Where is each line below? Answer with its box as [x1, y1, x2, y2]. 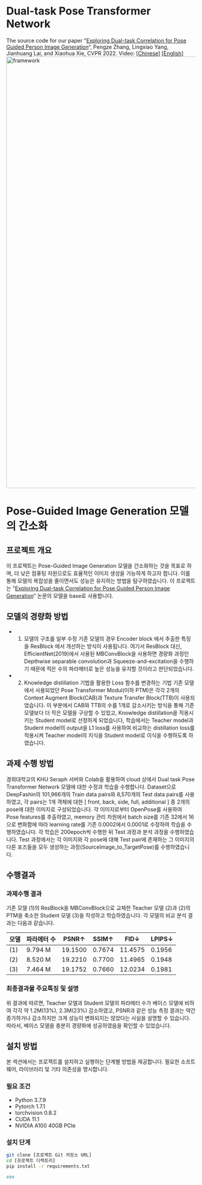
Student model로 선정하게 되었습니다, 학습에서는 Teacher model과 [35, 716, 194, 724]
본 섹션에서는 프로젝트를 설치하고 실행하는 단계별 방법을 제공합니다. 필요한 [6, 1058, 180, 1065]
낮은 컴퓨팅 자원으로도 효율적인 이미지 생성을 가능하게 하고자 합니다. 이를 [20, 570, 191, 577]
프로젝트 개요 [6, 545, 52, 555]
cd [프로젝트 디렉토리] [6, 1157, 56, 1163]
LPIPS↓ [150, 935, 173, 943]
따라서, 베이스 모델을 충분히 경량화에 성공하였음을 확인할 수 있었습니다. [6, 1021, 171, 1029]
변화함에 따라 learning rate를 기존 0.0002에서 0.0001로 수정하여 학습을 [17, 820, 186, 828]
